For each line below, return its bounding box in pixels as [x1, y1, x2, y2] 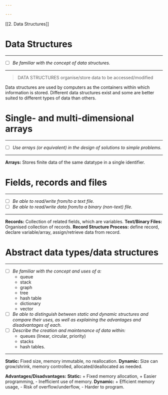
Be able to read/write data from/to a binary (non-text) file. [12, 204, 132, 210]
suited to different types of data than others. [5, 95, 96, 101]
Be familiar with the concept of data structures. [12, 60, 110, 66]
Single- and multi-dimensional [5, 112, 134, 123]
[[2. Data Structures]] [5, 21, 49, 27]
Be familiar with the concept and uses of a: [12, 268, 101, 274]
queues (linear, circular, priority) [19, 333, 86, 339]
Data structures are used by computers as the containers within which [5, 84, 150, 90]
